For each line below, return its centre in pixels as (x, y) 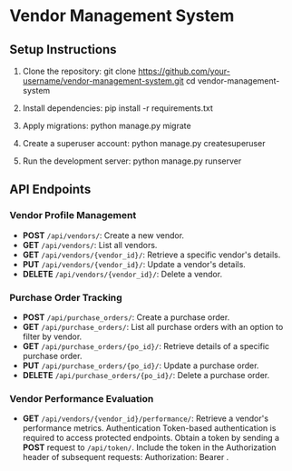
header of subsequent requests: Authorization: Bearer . (126, 457)
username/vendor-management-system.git (103, 81)
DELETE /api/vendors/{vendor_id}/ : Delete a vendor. (122, 274)
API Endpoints (50, 190)
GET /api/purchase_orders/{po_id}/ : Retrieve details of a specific (146, 346)
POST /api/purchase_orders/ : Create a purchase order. (126, 317)
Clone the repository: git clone (79, 71)
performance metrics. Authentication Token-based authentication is (149, 428)
